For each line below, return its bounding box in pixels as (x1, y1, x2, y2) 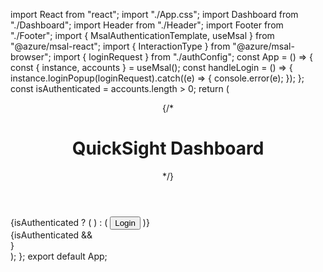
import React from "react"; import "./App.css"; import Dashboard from (10, 9, 299, 20)
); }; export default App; (10, 250, 108, 262)
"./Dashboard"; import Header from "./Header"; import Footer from (10, 19, 284, 31)
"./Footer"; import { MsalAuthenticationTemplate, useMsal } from (10, 30, 275, 41)
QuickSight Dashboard (71, 137, 265, 160)
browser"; (10, 51, 52, 63)
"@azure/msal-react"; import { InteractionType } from (10, 40, 231, 52)
